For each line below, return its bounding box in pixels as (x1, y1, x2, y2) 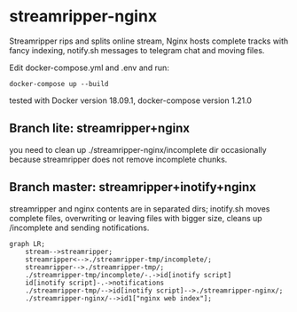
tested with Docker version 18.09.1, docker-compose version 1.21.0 (9, 95, 253, 106)
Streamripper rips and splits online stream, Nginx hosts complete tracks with (9, 36, 289, 46)
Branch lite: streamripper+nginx (9, 121, 191, 136)
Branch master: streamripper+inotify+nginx (9, 180, 257, 195)
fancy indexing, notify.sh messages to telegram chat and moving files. (9, 44, 265, 55)
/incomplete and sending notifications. (9, 222, 150, 233)
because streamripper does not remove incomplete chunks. (9, 154, 228, 164)
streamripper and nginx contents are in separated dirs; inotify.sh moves (9, 203, 270, 214)
